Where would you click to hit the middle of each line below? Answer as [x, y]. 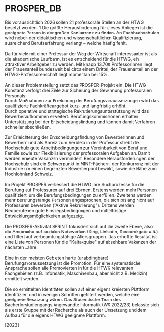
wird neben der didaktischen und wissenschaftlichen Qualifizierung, [74, 38]
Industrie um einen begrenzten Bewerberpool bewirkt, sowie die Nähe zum [81, 168]
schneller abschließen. [28, 127]
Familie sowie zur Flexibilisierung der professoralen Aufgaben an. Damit [78, 153]
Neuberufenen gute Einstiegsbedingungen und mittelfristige [66, 210]
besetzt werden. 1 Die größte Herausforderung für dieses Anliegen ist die [79, 27]
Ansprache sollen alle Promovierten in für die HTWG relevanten [69, 268]
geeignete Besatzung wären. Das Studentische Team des [63, 299]
